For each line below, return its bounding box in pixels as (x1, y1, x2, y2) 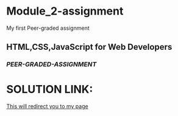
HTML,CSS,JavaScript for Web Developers (6, 42, 173, 52)
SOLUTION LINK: (6, 83, 93, 97)
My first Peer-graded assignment (6, 24, 90, 32)
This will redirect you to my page (6, 103, 88, 110)
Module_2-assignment (6, 4, 124, 18)
